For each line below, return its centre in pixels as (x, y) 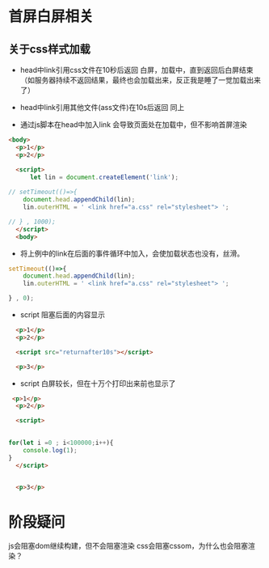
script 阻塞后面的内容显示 (63, 315)
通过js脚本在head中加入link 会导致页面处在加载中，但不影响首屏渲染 (134, 125)
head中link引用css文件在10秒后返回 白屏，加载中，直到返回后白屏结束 (137, 70)
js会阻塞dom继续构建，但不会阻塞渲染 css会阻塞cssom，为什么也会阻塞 (128, 546)
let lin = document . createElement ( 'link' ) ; (104, 177)
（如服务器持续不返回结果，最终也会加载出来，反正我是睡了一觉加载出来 (140, 80)
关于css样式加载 (49, 49)
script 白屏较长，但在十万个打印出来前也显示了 (98, 383)
